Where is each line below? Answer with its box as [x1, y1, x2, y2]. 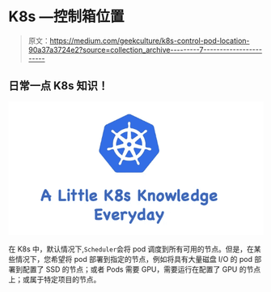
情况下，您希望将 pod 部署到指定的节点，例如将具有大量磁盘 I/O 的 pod [15, 255, 253, 264]
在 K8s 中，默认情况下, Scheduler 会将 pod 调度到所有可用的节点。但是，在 [8, 244, 255, 254]
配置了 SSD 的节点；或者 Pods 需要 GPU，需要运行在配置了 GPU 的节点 [22, 264, 261, 274]
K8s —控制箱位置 [8, 7, 125, 26]
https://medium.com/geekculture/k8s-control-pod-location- [49, 36, 250, 45]
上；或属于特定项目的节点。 [8, 275, 101, 285]
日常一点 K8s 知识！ [8, 79, 109, 93]
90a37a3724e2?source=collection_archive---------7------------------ [28, 45, 263, 54]
